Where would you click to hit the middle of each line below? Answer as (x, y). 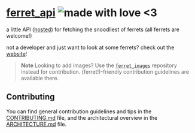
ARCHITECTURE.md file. (36, 124)
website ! (17, 53)
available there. (40, 78)
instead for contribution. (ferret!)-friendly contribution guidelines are (105, 71)
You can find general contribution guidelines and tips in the (79, 111)
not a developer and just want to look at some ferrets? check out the (90, 47)
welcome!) (19, 35)
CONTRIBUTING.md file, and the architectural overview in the (82, 117)
